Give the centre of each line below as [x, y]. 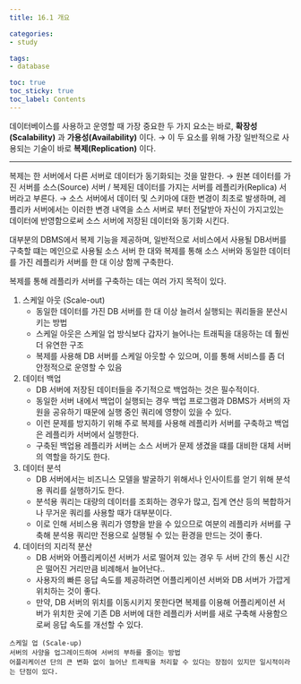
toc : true [28, 83]
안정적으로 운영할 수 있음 [79, 367]
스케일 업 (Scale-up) [46, 643]
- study [24, 42]
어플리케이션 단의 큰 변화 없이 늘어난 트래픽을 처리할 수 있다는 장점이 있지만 [133, 662]
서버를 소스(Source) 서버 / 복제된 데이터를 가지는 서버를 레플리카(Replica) [148, 187]
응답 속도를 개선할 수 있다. [98, 624]
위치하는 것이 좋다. [68, 591]
